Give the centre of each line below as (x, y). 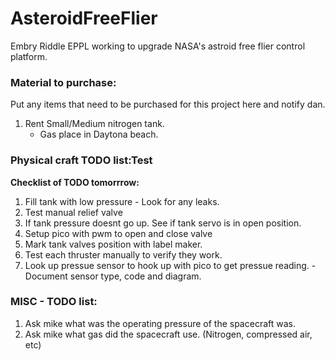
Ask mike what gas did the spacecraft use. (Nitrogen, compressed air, (168, 334)
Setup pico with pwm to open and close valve (118, 233)
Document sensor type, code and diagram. (113, 276)
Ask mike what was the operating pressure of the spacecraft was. (160, 323)
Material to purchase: (63, 82)
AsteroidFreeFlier (84, 18)
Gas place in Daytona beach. (99, 134)
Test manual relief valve (73, 212)
